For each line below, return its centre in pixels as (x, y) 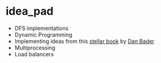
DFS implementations (41, 28)
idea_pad (30, 11)
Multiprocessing (35, 48)
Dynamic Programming (43, 34)
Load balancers (34, 54)
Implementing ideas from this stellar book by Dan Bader (84, 41)
